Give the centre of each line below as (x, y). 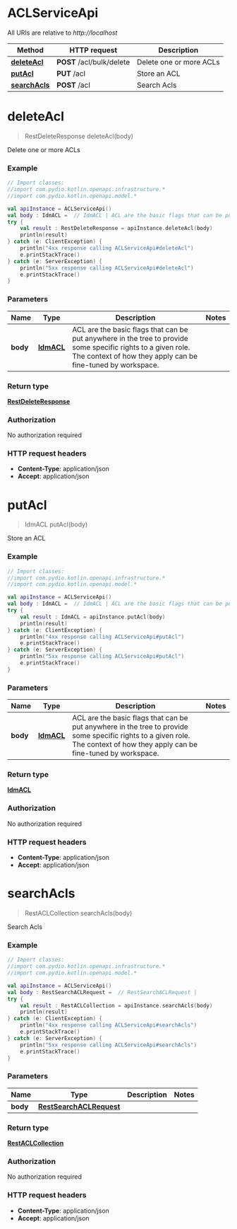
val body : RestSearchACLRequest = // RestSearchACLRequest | (102, 992)
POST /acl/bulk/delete (93, 62)
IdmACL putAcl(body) (56, 524)
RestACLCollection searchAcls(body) (78, 913)
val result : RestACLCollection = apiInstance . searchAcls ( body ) (116, 1005)
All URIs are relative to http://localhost (62, 33)
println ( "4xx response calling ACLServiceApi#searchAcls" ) (109, 1025)
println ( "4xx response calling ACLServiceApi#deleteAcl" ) (107, 248)
